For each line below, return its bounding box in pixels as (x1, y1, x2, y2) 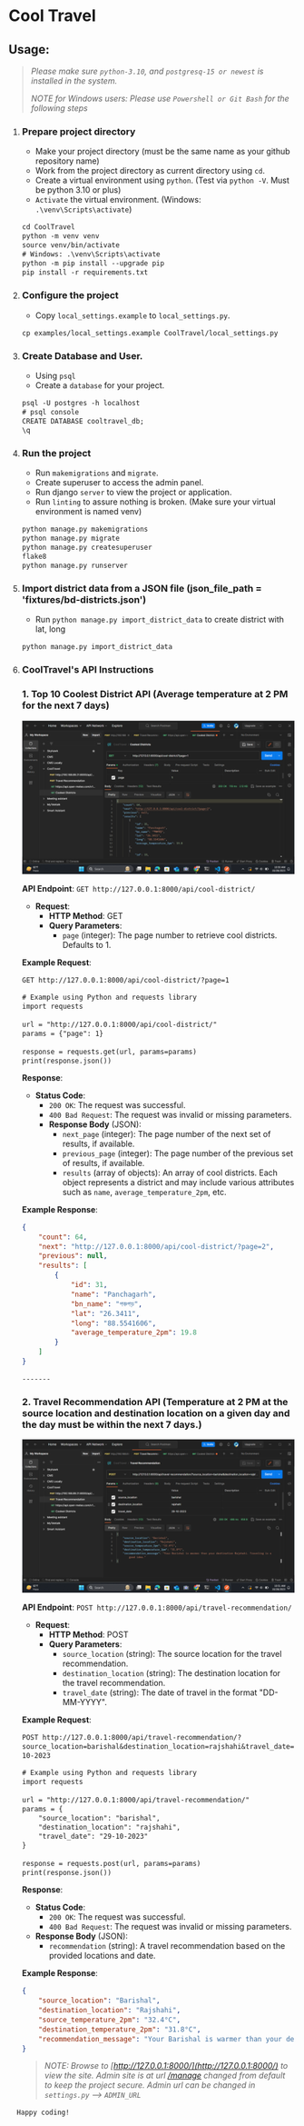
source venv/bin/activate (21, 241, 120, 250)
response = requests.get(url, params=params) (21, 1047, 197, 1056)
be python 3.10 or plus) (34, 185, 122, 195)
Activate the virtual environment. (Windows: (34, 195, 201, 205)
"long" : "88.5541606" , (70, 1319, 157, 1328)
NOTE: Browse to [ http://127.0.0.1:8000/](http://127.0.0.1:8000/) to (44, 2061, 289, 2071)
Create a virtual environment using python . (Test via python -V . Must (34, 175, 289, 186)
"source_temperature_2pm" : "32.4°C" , (38, 2015, 181, 2024)
